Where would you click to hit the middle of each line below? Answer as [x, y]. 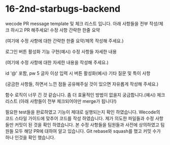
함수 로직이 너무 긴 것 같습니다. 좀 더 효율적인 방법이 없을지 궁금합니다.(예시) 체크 [85, 95]
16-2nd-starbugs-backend [63, 9]
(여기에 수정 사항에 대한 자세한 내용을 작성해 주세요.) [57, 62]
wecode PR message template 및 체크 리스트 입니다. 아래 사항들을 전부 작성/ [82, 23]
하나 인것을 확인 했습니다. [30, 137]
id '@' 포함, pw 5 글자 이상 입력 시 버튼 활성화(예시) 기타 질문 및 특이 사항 [78, 73]
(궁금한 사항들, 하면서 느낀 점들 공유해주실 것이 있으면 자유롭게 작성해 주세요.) [82, 84]
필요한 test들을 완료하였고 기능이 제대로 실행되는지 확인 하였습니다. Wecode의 [83, 112]
